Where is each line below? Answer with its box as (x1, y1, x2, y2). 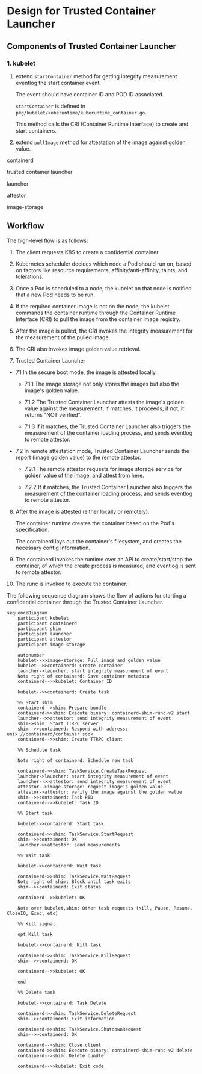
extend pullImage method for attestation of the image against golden (15, 139, 186, 146)
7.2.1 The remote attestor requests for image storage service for (24, 465, 182, 472)
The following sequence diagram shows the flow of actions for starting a (7, 592, 187, 599)
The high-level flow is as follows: (7, 237, 88, 244)
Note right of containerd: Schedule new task (17, 757, 134, 763)
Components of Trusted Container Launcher (7, 41, 177, 51)
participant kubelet (17, 615, 69, 621)
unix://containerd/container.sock (7, 731, 94, 737)
